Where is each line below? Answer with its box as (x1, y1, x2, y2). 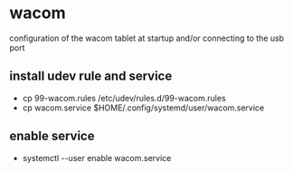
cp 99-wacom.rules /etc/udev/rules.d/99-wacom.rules (22, 92, 226, 103)
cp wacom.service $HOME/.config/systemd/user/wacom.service (22, 102, 265, 113)
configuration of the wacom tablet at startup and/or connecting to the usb (9, 33, 285, 43)
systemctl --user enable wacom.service (22, 152, 172, 163)
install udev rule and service (9, 69, 173, 84)
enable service (9, 129, 95, 144)
